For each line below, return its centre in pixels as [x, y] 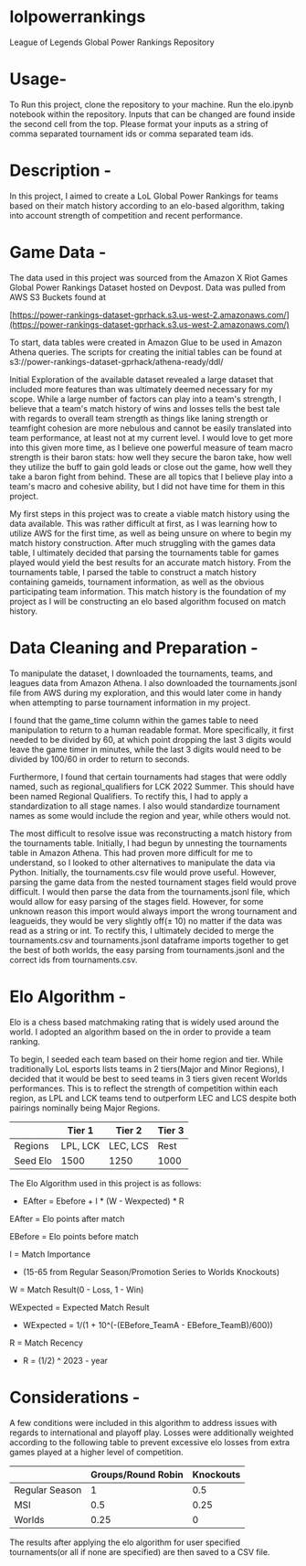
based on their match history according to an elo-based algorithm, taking [147, 205]
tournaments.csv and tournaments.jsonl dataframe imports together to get [149, 940]
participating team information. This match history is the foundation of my [148, 591]
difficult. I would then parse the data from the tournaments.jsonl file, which [150, 891]
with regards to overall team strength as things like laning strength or [139, 418]
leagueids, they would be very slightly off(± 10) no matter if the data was [146, 920]
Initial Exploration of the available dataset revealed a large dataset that [142, 379]
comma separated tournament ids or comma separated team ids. [132, 134]
